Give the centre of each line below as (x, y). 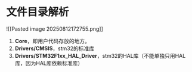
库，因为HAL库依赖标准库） (49, 63)
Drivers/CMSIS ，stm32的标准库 (55, 48)
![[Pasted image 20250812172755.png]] (55, 29)
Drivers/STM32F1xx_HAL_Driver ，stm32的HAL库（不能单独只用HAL (100, 55)
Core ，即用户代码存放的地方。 (52, 41)
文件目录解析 (38, 12)
